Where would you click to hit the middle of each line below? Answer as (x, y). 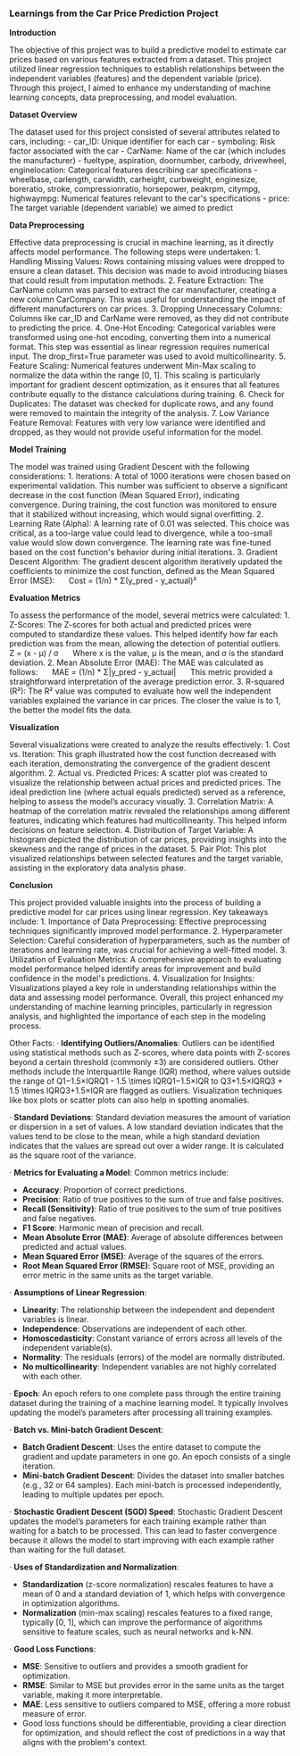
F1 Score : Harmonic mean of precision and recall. (113, 1228)
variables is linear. (55, 1319)
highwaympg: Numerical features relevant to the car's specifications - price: (150, 198)
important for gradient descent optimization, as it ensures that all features (145, 385)
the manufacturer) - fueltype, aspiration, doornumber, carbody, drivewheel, (148, 161)
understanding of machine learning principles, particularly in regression (141, 1007)
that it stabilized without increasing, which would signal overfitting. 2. (137, 514)
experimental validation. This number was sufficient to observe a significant (149, 486)
